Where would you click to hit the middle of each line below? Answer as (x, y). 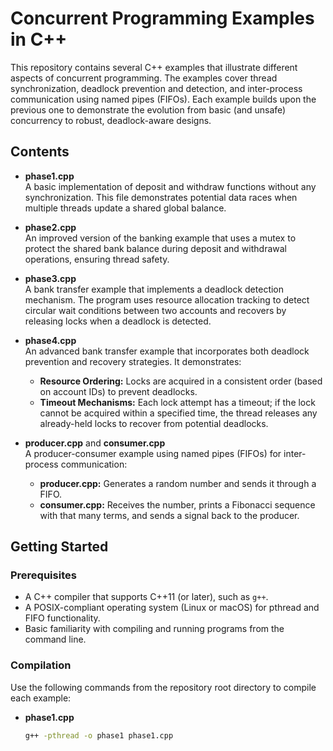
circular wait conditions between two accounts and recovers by (155, 310)
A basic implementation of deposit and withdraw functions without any (170, 186)
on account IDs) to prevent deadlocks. (118, 391)
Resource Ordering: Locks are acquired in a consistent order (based (181, 381)
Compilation (41, 665)
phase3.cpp (50, 278)
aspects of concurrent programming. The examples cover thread (144, 78)
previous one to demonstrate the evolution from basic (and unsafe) (148, 109)
